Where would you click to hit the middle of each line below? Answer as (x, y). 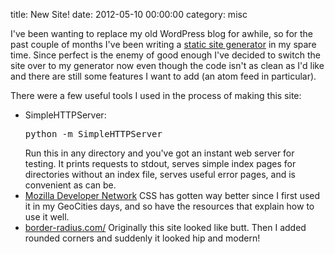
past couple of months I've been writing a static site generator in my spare (163, 44)
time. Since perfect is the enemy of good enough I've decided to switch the (165, 55)
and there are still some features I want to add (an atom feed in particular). (163, 76)
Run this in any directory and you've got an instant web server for (159, 153)
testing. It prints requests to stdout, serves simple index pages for (160, 163)
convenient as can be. (70, 185)
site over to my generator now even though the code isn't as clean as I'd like (167, 65)
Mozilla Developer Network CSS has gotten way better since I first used (172, 195)
